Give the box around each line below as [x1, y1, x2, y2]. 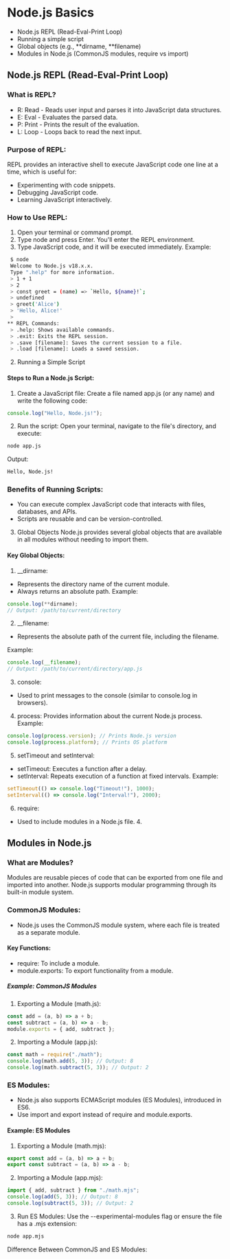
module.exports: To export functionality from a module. [16, 966, 174, 974]
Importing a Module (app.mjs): [16, 1174, 103, 1182]
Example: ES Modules [7, 1126, 71, 1135]
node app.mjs [7, 1232, 45, 1240]
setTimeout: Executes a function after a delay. [16, 764, 147, 772]
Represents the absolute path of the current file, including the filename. [16, 632, 219, 640]
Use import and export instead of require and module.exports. [16, 1111, 193, 1119]
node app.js [7, 443, 41, 449]
